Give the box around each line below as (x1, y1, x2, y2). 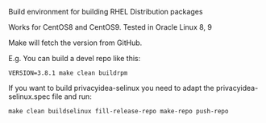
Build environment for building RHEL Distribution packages (8, 7, 203, 16)
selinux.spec (8, 92, 51, 101)
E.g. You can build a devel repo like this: (8, 54, 141, 63)
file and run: (52, 92, 93, 101)
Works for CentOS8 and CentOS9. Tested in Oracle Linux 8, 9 (8, 23, 212, 31)
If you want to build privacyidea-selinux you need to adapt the (8, 84, 215, 92)
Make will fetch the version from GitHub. (8, 38, 143, 47)
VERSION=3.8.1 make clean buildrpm (8, 69, 128, 77)
